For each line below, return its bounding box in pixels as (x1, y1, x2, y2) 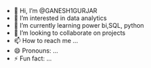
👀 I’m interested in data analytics (13, 14, 107, 22)
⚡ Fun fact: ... (13, 54, 52, 62)
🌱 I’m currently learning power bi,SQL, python (13, 22, 144, 29)
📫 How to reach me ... (13, 37, 78, 44)
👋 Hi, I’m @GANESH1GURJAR (13, 7, 98, 15)
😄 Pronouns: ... (13, 46, 59, 55)
